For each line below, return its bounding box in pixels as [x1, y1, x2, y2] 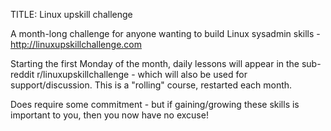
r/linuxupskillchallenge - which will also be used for [36, 69, 248, 80]
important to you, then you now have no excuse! [10, 109, 209, 121]
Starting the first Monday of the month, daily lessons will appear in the [10, 58, 300, 69]
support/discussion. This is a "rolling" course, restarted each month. [10, 79, 293, 91]
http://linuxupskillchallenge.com [10, 39, 142, 50]
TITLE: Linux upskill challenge [10, 9, 133, 20]
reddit [10, 69, 35, 80]
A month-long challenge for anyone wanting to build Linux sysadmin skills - [10, 28, 321, 39]
